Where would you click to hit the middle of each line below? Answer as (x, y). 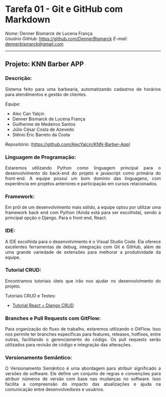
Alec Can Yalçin (28, 113)
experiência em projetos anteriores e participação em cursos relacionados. (82, 183)
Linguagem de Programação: (41, 157)
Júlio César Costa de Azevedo (43, 129)
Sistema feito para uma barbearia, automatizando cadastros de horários (83, 89)
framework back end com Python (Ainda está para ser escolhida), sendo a (83, 213)
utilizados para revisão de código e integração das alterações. (68, 345)
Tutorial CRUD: (23, 270)
